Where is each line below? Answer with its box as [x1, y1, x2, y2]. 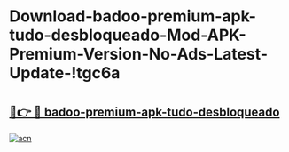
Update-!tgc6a [9, 63, 121, 84]
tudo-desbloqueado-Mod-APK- [9, 25, 246, 45]
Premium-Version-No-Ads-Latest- [9, 44, 269, 64]
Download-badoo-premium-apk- [9, 6, 257, 27]
